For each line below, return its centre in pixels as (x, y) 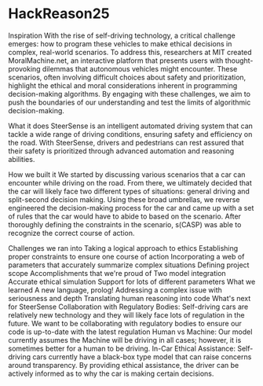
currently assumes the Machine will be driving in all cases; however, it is (125, 340)
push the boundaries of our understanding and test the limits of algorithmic (130, 102)
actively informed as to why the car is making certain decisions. (111, 373)
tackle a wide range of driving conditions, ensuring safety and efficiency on (130, 134)
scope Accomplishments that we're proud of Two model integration (117, 273)
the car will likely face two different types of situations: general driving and (129, 191)
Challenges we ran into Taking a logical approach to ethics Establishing (123, 248)
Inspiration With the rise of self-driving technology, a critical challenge (122, 35)
